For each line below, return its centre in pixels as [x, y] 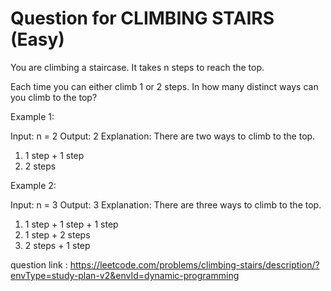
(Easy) [37, 39]
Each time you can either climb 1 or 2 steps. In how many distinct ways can [164, 86]
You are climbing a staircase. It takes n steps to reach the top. [137, 67]
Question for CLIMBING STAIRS [142, 18]
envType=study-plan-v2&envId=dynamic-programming [125, 275]
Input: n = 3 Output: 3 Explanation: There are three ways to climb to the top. [166, 204]
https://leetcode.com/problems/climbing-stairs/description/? [194, 264]
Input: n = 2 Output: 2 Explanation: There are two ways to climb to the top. [163, 136]
